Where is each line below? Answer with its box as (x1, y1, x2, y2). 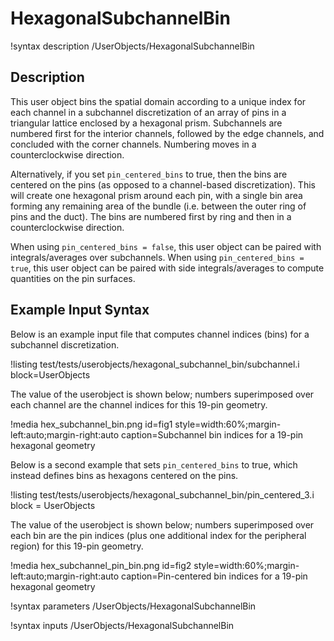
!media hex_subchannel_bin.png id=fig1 (10, 418, 173, 430)
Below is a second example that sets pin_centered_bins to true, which (10, 458, 298, 471)
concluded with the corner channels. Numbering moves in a (10, 138, 257, 150)
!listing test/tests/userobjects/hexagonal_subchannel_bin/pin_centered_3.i (10, 488, 315, 501)
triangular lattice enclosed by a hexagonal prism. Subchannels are (10, 117, 283, 129)
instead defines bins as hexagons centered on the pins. (10, 469, 239, 481)
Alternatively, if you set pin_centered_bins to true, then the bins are (10, 168, 288, 180)
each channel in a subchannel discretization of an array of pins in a (10, 106, 287, 118)
